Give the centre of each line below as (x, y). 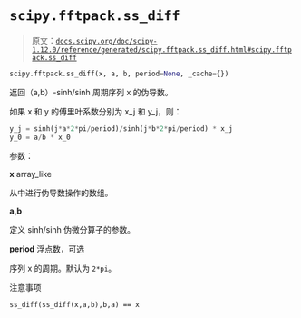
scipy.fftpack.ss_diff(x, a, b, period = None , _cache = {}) (119, 74)
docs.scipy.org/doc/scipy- (107, 41)
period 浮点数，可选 (47, 249)
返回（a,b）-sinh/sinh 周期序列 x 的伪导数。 (92, 92)
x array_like (31, 174)
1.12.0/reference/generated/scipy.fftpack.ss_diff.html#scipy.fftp (161, 50)
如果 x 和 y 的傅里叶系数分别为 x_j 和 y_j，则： (96, 111)
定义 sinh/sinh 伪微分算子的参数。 (73, 229)
